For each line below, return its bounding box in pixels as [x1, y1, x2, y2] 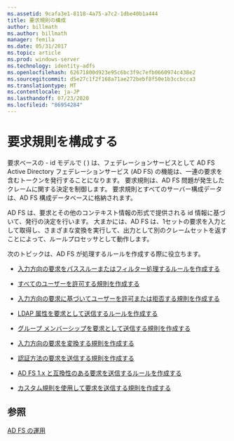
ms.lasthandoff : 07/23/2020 [7, 95, 90, 102]
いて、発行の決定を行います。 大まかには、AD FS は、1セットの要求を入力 [7, 217, 221, 225]
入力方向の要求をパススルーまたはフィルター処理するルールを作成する [17, 264, 221, 273]
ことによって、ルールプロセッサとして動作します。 [7, 234, 153, 243]
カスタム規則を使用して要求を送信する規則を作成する [17, 384, 172, 392]
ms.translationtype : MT [7, 82, 77, 89]
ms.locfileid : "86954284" [7, 102, 83, 109]
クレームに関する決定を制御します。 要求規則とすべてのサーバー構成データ [7, 184, 223, 193]
